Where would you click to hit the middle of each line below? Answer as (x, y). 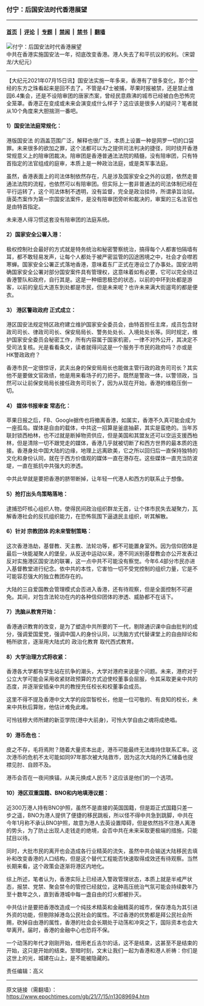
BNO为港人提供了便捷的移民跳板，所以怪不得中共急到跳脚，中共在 (110, 815)
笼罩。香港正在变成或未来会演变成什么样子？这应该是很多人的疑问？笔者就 (104, 103)
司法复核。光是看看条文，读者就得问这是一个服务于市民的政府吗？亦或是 (102, 347)
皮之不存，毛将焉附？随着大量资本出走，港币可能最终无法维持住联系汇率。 (99, 749)
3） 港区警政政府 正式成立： (41, 310)
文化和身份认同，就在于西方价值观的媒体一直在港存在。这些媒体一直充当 (97, 458)
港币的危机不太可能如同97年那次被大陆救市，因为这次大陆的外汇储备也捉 (102, 757)
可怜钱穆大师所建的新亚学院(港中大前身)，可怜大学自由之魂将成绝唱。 (93, 720)
